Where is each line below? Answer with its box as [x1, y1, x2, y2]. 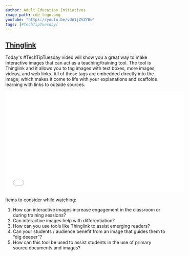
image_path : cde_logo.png [5, 12, 60, 17]
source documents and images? [12, 245, 81, 251]
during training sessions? [12, 212, 66, 218]
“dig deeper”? [12, 234, 43, 240]
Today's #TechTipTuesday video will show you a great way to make [5, 54, 148, 60]
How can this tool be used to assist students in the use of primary [12, 239, 152, 246]
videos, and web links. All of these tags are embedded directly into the [5, 71, 154, 77]
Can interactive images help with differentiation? [12, 218, 115, 224]
